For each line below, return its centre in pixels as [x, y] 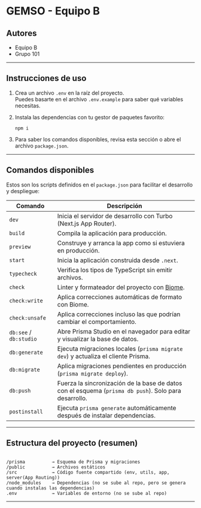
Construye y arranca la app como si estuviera [121, 243]
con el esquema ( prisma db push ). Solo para [119, 390]
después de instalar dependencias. [106, 415]
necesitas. [28, 106]
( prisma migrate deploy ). [93, 373]
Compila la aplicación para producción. [112, 233]
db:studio [23, 339]
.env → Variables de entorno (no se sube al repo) [87, 494]
